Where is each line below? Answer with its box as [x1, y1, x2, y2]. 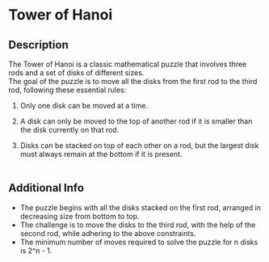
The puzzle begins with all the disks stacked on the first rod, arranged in [19, 202, 261, 212]
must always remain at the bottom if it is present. [19, 150, 183, 158]
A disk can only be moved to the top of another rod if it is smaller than [19, 116, 253, 126]
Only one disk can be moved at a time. [19, 101, 148, 110]
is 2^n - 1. [19, 245, 53, 256]
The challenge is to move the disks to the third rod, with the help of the [19, 220, 256, 230]
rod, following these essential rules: [8, 85, 127, 95]
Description [8, 38, 69, 52]
